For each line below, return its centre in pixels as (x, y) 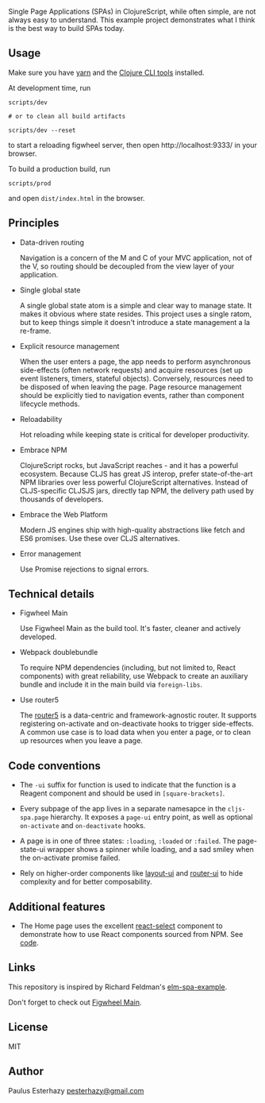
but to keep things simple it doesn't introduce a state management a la (135, 322)
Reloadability (41, 419)
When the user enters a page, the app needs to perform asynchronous (135, 362)
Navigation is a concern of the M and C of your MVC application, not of (136, 257)
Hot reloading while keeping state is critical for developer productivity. (134, 434)
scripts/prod (30, 183)
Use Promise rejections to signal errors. (84, 569)
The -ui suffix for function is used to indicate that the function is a (128, 785)
